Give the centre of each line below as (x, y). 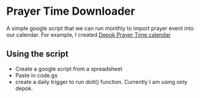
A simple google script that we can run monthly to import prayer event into (100, 28)
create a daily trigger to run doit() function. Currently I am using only (101, 81)
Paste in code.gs (36, 75)
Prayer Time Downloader (71, 11)
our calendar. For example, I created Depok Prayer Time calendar (89, 34)
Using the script (37, 54)
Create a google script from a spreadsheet (69, 69)
